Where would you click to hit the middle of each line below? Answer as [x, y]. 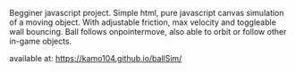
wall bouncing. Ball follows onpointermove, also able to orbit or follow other [148, 32]
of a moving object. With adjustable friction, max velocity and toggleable [143, 22]
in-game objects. [41, 41]
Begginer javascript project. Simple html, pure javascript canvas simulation [147, 13]
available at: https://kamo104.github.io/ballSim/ [96, 58]
